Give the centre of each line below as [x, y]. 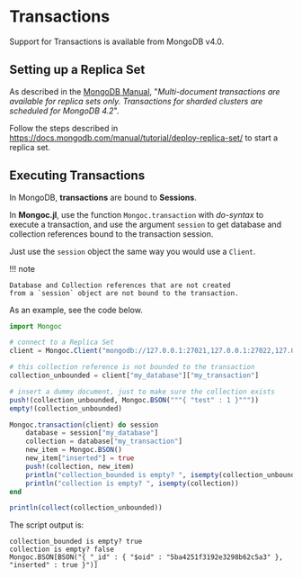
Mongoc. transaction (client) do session [84, 425]
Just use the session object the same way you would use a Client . [133, 251]
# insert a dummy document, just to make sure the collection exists [142, 392]
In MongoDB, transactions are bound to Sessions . [103, 197]
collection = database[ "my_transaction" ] [104, 442]
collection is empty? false [62, 550]
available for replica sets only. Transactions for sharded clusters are [136, 101]
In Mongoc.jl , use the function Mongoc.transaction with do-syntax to [137, 214]
